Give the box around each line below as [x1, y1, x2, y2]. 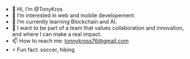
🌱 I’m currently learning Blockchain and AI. [11, 18, 117, 25]
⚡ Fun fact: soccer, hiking [11, 46, 75, 53]
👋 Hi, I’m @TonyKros [11, 6, 63, 12]
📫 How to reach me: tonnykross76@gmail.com [11, 37, 129, 44]
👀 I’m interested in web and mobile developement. [11, 12, 136, 19]
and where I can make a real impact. [11, 31, 102, 38]
